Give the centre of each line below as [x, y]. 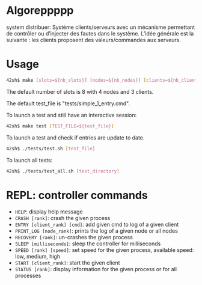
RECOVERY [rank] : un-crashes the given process [74, 237]
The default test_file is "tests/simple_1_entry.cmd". [68, 103]
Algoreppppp [40, 11]
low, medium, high [38, 257]
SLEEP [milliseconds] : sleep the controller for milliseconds [88, 244]
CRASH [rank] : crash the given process [63, 218]
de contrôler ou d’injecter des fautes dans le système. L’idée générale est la [100, 33]
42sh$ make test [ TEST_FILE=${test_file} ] [60, 126]
